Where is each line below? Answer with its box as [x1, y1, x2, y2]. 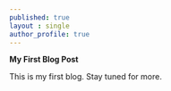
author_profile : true [9, 29, 90, 38]
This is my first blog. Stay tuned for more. [9, 71, 163, 82]
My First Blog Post [9, 54, 79, 65]
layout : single [9, 21, 70, 30]
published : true [9, 12, 70, 22]
